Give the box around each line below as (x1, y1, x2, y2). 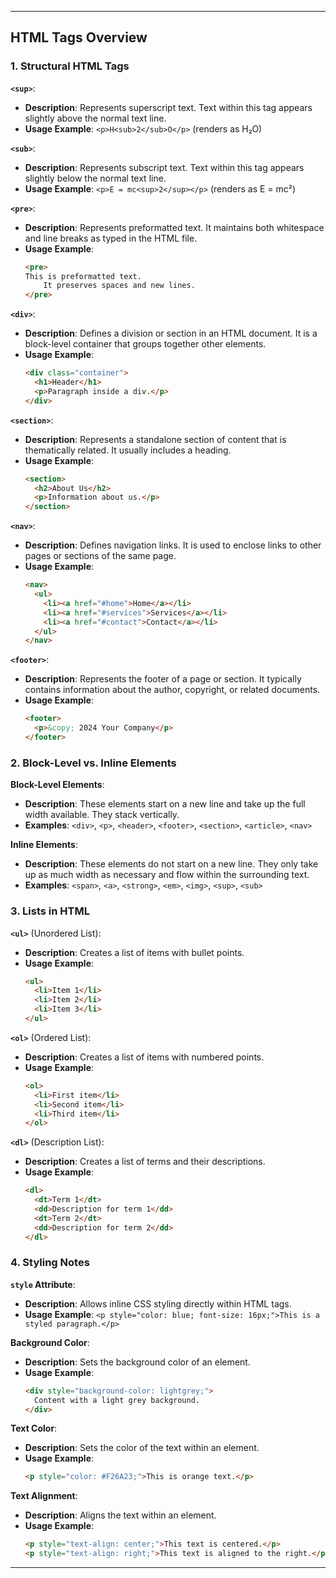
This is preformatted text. (24, 271, 142, 281)
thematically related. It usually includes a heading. (24, 444, 232, 456)
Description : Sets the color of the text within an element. (24, 1442, 260, 1454)
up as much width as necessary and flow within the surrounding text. (24, 869, 310, 881)
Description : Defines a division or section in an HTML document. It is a (24, 327, 318, 340)
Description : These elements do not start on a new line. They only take (24, 858, 319, 870)
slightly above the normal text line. (24, 112, 167, 124)
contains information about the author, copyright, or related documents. (24, 684, 321, 696)
